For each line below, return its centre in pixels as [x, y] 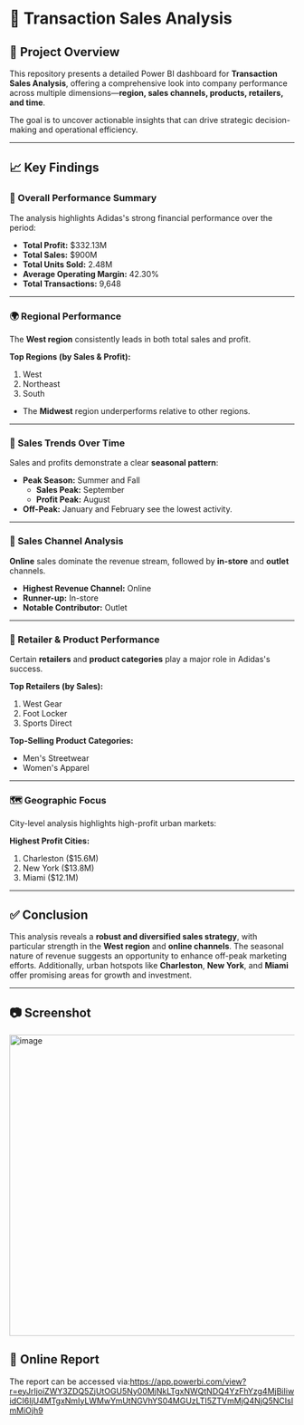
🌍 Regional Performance [66, 316]
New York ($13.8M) [58, 868]
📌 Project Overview [65, 52]
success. [26, 669]
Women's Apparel [56, 767]
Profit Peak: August [73, 500]
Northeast [41, 383]
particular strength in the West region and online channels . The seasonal [147, 946]
